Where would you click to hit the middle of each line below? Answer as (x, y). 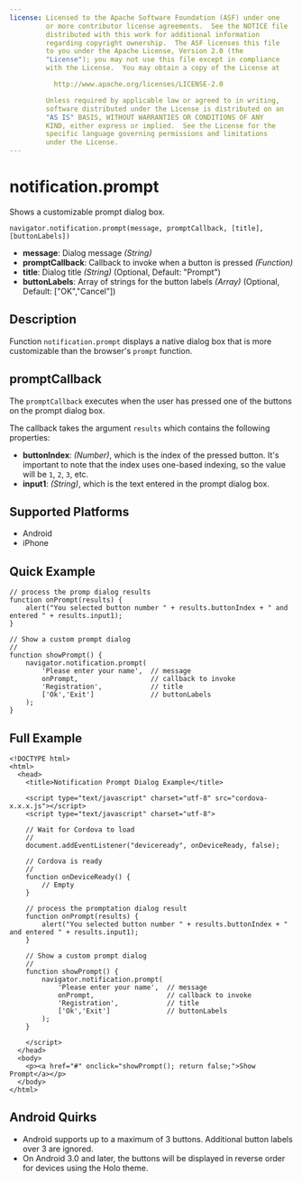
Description (43, 319)
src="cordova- (242, 798)
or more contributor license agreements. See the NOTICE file (167, 26)
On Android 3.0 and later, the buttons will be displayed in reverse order (154, 1158)
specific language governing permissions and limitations (157, 134)
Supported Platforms (69, 511)
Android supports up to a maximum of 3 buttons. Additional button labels (157, 1139)
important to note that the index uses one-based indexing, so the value (154, 464)
